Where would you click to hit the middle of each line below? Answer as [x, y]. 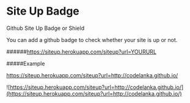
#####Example [26, 63]
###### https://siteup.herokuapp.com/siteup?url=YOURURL [82, 51]
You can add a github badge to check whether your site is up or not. [92, 40]
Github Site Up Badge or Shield [45, 28]
